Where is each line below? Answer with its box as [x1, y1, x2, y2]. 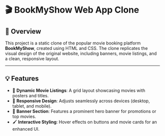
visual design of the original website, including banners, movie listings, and [5, 50, 157, 56]
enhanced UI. [12, 126, 40, 132]
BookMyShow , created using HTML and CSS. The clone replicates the [5, 45, 148, 51]
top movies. [12, 113, 36, 119]
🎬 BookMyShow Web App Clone [5, 4, 139, 16]
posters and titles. [12, 92, 49, 98]
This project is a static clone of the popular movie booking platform [5, 40, 141, 46]
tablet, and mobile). [12, 103, 52, 109]
